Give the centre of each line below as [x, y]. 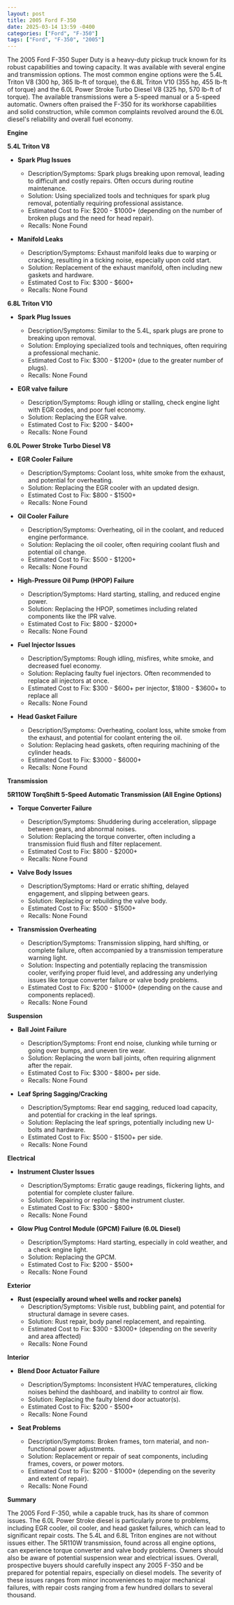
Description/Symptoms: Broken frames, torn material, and [111, 1441]
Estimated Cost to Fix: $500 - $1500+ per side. [95, 1137]
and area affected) [54, 1336]
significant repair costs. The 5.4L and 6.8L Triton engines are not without [112, 1536]
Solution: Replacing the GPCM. [72, 1257]
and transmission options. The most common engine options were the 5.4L [115, 75]
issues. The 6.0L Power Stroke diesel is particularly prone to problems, [109, 1521]
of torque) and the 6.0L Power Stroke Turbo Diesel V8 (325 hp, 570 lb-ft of [115, 90]
